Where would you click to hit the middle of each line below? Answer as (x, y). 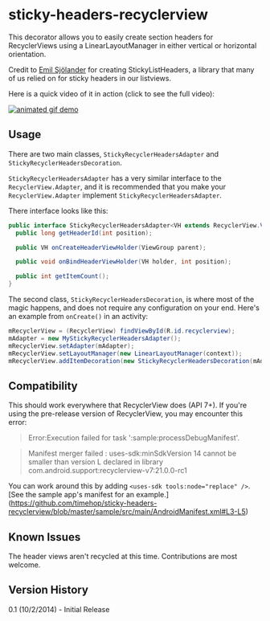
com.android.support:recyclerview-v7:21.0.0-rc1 (107, 471)
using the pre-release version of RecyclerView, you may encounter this (126, 414)
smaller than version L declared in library (95, 462)
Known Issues (45, 537)
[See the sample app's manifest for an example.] (89, 495)
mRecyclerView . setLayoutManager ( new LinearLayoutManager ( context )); (125, 353)
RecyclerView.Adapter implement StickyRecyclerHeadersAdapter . (115, 195)
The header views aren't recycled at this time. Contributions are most (123, 556)
